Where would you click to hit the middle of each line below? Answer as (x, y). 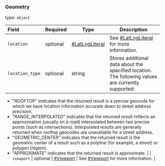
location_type (24, 74)
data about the (126, 64)
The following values (134, 77)
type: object (18, 18)
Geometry (17, 7)
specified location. (131, 71)
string (78, 74)
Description (134, 29)
